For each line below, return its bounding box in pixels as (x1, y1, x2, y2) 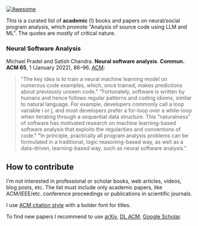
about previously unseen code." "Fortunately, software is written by (20, 88, 185, 95)
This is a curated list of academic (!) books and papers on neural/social (6, 17, 180, 24)
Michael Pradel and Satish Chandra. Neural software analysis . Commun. (6, 58, 185, 65)
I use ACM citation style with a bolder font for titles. (6, 202, 131, 209)
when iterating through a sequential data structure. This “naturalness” (20, 113, 191, 121)
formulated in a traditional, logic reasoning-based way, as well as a (20, 138, 184, 146)
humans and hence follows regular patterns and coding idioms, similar (20, 95, 192, 102)
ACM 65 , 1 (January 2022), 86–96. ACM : (6, 64, 105, 71)
